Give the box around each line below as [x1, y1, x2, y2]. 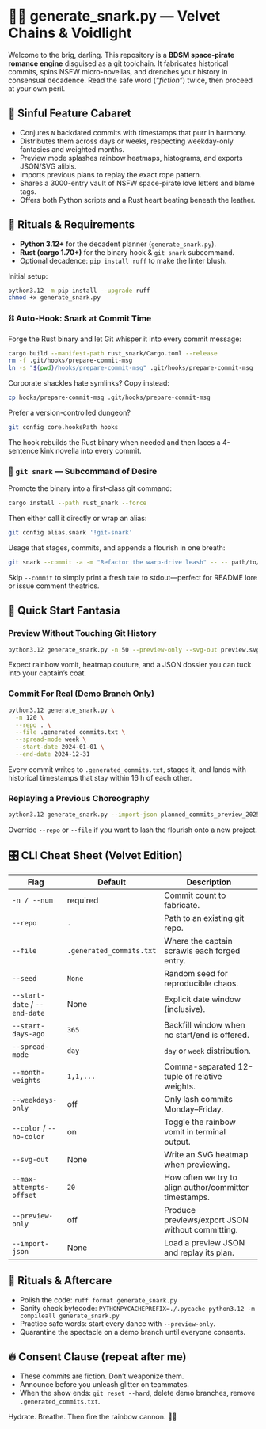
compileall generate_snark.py [19, 1312, 120, 1320]
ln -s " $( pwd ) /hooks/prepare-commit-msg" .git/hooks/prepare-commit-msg [8, 364, 253, 372]
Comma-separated [163, 1061, 236, 1072]
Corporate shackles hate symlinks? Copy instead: [8, 378, 170, 388]
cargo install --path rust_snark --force [8, 499, 147, 507]
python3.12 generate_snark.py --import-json [8, 811, 158, 819]
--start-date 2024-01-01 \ [15, 743, 104, 751]
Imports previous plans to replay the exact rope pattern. [19, 169, 202, 179]
